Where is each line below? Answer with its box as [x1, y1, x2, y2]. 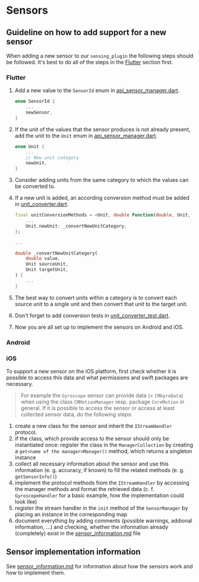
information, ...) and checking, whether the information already [14, 523, 169, 530]
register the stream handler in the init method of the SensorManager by [14, 504, 188, 511]
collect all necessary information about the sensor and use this [14, 460, 169, 467]
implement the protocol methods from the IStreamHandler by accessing [14, 479, 189, 486]
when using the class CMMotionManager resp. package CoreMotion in [20, 398, 185, 405]
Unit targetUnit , [26, 267, 68, 273]
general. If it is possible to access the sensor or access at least [20, 404, 175, 411]
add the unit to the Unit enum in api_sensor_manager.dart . [14, 132, 157, 139]
